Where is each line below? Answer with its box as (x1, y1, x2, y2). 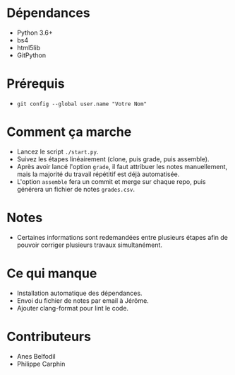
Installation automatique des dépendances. (16, 289, 143, 297)
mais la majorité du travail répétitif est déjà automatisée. (16, 170, 180, 178)
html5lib (16, 43, 40, 52)
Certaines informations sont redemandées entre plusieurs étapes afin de (16, 233, 229, 241)
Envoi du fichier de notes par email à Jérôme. (16, 296, 149, 305)
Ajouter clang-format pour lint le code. (16, 304, 128, 312)
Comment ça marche (6, 124, 132, 140)
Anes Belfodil (16, 352, 56, 360)
